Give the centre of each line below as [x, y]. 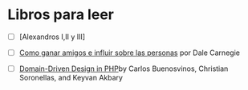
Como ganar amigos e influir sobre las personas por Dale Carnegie [129, 53]
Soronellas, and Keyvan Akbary [71, 78]
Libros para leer [61, 15]
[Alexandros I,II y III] [52, 37]
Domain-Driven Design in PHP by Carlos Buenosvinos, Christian [124, 68]
